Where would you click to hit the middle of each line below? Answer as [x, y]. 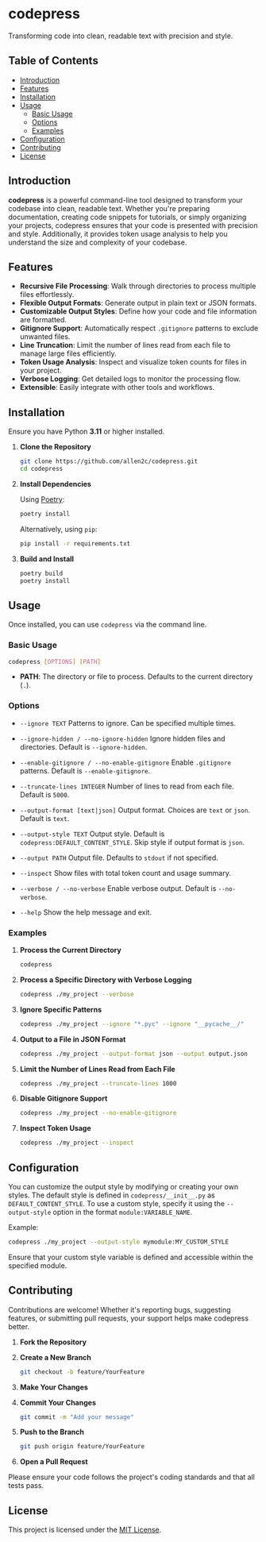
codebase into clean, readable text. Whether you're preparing [109, 208]
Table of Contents [54, 61]
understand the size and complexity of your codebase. [98, 242]
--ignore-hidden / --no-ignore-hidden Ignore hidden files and [122, 738]
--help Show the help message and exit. [86, 912]
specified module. [38, 1265]
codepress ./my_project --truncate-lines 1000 [98, 1083]
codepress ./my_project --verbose [77, 994]
